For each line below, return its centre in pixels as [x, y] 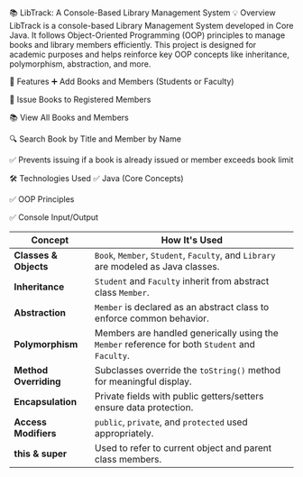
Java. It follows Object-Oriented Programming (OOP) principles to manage [147, 35]
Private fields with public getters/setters [179, 396]
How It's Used [192, 240]
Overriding [37, 381]
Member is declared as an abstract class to [182, 307]
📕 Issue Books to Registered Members [80, 99]
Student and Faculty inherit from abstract [182, 281]
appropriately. [124, 433]
